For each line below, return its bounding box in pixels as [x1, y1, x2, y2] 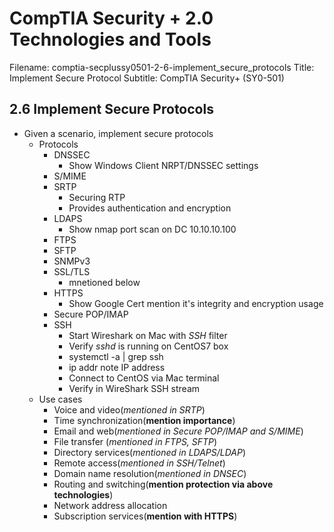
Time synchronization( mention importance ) [53, 414, 236, 426]
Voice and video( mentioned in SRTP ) [53, 403, 206, 416]
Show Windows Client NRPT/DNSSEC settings [68, 159, 259, 171]
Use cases [38, 393, 83, 405]
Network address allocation [53, 499, 168, 511]
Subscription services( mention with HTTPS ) [53, 510, 238, 522]
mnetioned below [68, 276, 141, 288]
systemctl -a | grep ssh [68, 350, 164, 362]
